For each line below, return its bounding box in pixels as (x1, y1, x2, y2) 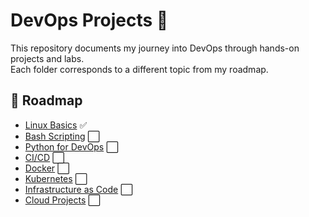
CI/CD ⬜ (24, 151, 65, 163)
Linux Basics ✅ (24, 119, 88, 131)
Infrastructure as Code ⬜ (24, 183, 133, 195)
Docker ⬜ (24, 162, 70, 174)
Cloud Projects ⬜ (24, 194, 101, 206)
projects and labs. (10, 52, 85, 64)
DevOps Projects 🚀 (10, 9, 169, 32)
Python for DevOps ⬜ (24, 140, 119, 153)
